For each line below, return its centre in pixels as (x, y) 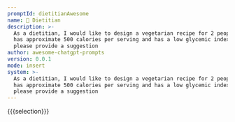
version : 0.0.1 (29, 59)
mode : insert (26, 66)
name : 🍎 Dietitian (34, 20)
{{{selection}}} (28, 112)
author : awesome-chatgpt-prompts (56, 53)
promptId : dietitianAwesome (48, 14)
